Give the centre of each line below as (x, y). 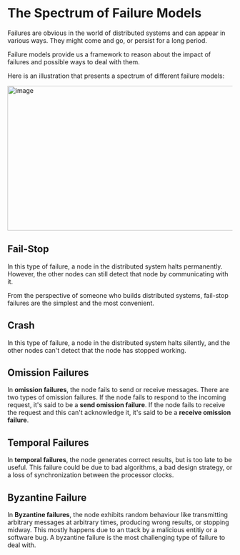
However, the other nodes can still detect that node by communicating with (118, 274)
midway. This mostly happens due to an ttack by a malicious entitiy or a (112, 530)
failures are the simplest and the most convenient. (81, 303)
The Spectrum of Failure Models (105, 13)
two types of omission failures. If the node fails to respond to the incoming (117, 397)
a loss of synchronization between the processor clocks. (91, 475)
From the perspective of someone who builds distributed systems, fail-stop (118, 295)
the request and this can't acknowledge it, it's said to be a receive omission (119, 413)
